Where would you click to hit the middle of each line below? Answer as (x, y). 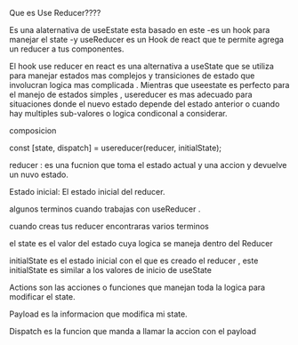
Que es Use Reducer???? (55, 13)
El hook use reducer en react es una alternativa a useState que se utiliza (141, 66)
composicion (33, 131)
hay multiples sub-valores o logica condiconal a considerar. (118, 113)
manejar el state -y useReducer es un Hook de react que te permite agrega (147, 40)
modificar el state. (42, 297)
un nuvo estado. (39, 174)
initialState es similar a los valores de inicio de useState (110, 270)
